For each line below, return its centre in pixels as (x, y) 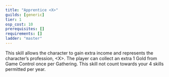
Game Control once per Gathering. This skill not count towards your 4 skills (84, 64)
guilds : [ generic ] (25, 15)
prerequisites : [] (25, 29)
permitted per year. (26, 69)
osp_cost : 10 (19, 24)
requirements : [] (24, 34)
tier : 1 (14, 19)
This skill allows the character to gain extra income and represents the (79, 53)
